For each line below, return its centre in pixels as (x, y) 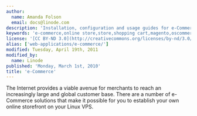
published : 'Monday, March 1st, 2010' (53, 66)
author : (16, 11)
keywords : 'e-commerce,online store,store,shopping (70, 33)
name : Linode (27, 60)
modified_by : (22, 55)
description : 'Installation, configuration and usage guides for (87, 28)
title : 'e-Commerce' (31, 71)
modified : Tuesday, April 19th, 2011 (52, 50)
